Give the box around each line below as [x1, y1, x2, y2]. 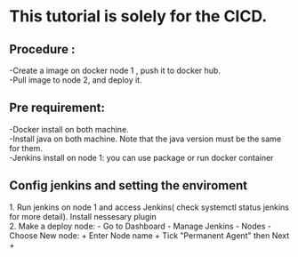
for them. [9, 142, 43, 153]
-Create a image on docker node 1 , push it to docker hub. [9, 65, 221, 76]
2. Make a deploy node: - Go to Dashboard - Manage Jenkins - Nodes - [9, 221, 271, 231]
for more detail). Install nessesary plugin [9, 211, 157, 221]
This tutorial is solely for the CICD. [9, 6, 268, 27]
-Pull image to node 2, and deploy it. [9, 75, 142, 85]
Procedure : [9, 42, 76, 57]
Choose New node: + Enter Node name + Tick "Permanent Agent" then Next [9, 229, 290, 241]
